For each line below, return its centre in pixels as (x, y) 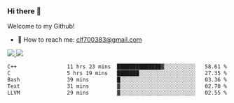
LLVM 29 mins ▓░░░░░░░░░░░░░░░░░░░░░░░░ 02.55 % (117, 93)
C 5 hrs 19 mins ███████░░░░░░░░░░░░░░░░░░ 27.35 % (117, 73)
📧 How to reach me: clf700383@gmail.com (80, 40)
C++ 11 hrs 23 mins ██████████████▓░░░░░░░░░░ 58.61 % (117, 67)
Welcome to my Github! (41, 26)
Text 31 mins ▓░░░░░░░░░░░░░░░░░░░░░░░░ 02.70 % (117, 86)
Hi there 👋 (25, 11)
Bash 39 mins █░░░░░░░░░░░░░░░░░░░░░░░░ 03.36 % (117, 80)
